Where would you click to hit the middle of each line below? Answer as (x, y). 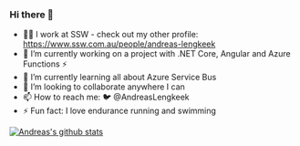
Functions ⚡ (45, 64)
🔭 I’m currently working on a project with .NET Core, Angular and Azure (156, 54)
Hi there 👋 (32, 15)
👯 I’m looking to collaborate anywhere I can (103, 87)
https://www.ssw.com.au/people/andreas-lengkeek (119, 44)
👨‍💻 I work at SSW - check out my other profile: (110, 35)
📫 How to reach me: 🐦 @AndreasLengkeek (106, 97)
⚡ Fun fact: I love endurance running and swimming (119, 111)
